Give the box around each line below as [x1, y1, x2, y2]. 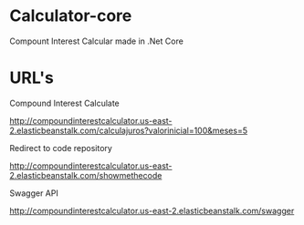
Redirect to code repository [9, 142, 112, 153]
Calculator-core [9, 5, 132, 26]
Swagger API [9, 188, 59, 199]
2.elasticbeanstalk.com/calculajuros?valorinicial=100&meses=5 [9, 125, 248, 136]
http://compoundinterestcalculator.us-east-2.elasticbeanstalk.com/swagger [9, 205, 295, 216]
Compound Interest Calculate [9, 97, 121, 108]
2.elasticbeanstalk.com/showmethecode [9, 169, 162, 180]
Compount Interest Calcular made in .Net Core [9, 36, 184, 46]
